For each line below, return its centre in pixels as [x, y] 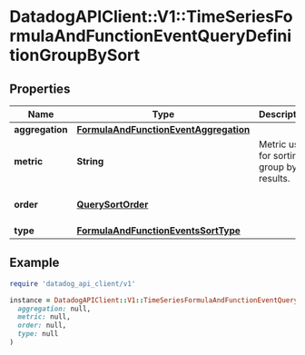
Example [34, 263]
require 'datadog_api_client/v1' [73, 283]
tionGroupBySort [75, 55]
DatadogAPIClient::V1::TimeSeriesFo [151, 17]
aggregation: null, [54, 309]
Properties [40, 89]
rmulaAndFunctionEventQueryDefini [151, 36]
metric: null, [44, 317]
